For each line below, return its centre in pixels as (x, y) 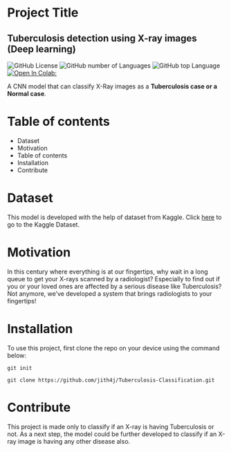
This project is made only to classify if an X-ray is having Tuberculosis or (111, 426)
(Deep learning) (41, 49)
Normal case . (27, 94)
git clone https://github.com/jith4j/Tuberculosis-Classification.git (111, 380)
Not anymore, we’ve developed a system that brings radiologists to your (110, 293)
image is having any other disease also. (74, 441)
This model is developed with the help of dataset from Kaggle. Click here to (115, 217)
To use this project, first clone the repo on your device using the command (113, 348)
